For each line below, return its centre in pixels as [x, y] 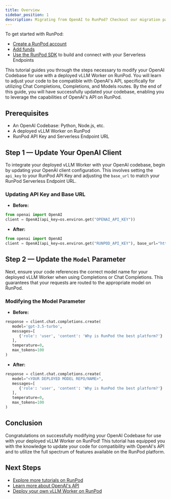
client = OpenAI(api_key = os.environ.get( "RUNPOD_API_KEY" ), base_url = [82, 243]
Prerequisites [27, 113]
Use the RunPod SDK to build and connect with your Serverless [79, 55]
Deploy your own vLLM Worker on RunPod [57, 491]
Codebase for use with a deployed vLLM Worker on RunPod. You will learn [83, 76]
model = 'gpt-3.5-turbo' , [37, 326]
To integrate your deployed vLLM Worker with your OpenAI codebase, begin [85, 165]
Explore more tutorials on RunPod [48, 480]
